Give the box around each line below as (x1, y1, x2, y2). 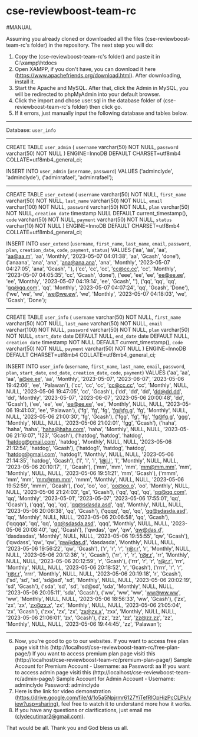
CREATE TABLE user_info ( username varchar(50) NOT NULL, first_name (6, 313, 181, 321)
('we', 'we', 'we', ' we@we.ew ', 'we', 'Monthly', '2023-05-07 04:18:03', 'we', (6, 290, 187, 297)
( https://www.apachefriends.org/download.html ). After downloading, (14, 72, 181, 79)
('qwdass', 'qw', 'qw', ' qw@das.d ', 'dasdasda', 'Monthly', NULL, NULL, (6, 538, 176, 545)
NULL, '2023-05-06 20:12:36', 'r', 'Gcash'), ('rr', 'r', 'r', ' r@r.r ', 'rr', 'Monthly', (6, 551, 190, 558)
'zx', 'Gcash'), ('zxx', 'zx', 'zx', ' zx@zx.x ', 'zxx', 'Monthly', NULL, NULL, (6, 607, 177, 615)
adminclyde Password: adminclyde (14, 681, 100, 688)
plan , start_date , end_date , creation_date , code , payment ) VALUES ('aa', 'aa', (6, 368, 190, 376)
